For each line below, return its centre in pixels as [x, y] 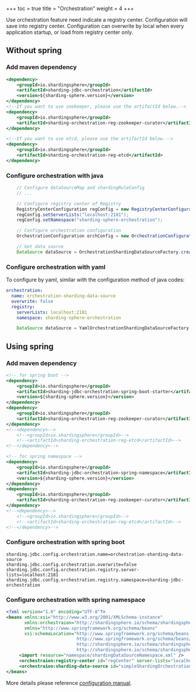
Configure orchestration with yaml [56, 267]
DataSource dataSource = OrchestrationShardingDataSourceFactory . [99, 252]
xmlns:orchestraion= [49, 622]
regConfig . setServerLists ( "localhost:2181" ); [73, 215]
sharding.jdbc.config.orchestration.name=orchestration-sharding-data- [95, 554]
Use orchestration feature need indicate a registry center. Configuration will [97, 20]
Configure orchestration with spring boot [66, 542]
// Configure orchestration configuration [69, 230]
